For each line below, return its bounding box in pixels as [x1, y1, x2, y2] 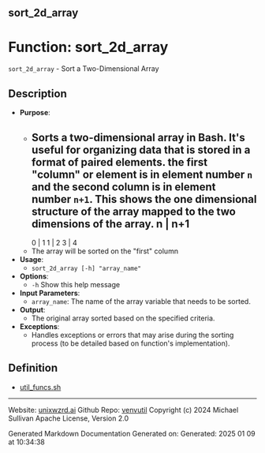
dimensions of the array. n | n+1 [31, 217, 190, 230]
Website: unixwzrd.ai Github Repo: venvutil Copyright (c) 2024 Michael [8, 405, 239, 414]
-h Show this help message [31, 279, 121, 289]
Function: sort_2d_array [8, 38, 169, 56]
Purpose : [19, 108, 51, 118]
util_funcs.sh [19, 382, 62, 391]
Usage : [19, 254, 44, 264]
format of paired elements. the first [31, 155, 208, 169]
